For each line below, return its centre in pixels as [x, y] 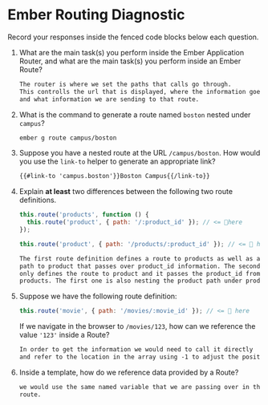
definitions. [38, 200]
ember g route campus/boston [68, 138]
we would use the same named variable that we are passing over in [134, 387]
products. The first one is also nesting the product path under [130, 281]
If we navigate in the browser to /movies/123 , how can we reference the [137, 326]
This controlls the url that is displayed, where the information [132, 91]
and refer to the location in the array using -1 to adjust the [129, 357]
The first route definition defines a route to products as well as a [140, 258]
